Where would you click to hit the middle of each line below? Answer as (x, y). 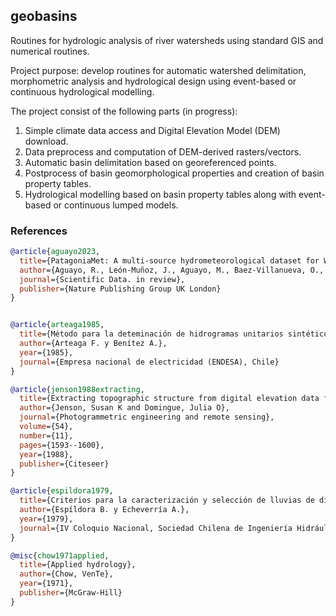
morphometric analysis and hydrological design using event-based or (153, 81)
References (39, 231)
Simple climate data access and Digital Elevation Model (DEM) (152, 130)
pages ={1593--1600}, (62, 445)
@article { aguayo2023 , (55, 252)
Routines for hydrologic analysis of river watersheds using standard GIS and (167, 40)
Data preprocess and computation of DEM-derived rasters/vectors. (163, 151)
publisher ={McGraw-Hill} (71, 593)
